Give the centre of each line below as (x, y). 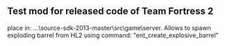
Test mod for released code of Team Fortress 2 (110, 11)
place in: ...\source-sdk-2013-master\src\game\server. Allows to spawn (109, 27)
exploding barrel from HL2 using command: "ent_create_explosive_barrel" (113, 35)
